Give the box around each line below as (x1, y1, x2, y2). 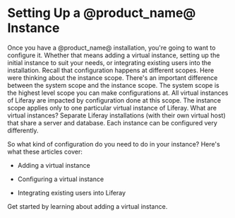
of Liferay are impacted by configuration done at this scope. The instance (7, 96, 221, 104)
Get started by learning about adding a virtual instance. (7, 202, 168, 210)
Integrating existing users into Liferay (17, 188, 126, 197)
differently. (7, 126, 39, 134)
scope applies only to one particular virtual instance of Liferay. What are (7, 103, 217, 112)
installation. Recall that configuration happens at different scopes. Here (7, 66, 215, 74)
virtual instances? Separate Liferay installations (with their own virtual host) (7, 111, 226, 120)
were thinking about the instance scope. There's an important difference (7, 73, 218, 82)
